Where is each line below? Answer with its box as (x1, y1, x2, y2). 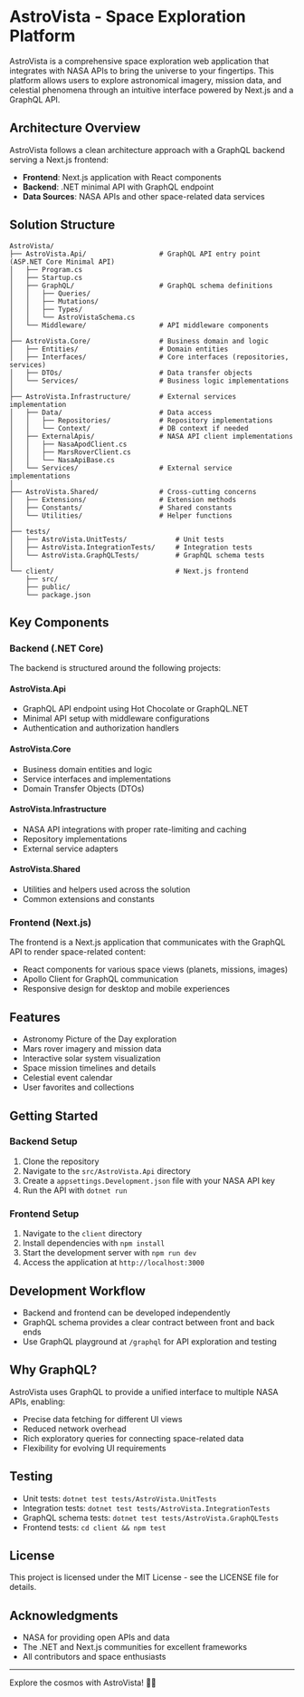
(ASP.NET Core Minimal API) (9, 257, 116, 267)
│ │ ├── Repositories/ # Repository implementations (9, 415, 273, 425)
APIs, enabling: (9, 1396, 66, 1407)
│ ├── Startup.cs (9, 273, 83, 282)
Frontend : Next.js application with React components (22, 171, 222, 182)
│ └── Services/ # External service (9, 463, 233, 472)
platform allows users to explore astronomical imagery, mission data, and (9, 74, 282, 85)
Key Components (9, 615, 109, 630)
